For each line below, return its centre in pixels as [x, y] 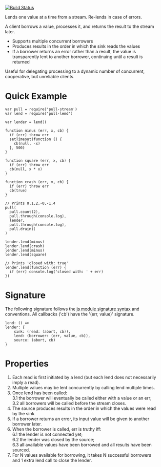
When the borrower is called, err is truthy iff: [57, 429]
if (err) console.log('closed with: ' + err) [57, 272]
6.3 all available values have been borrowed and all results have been [82, 445]
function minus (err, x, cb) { [37, 130]
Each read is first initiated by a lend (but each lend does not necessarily [84, 377]
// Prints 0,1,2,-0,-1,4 [30, 203]
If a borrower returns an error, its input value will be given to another [81, 419]
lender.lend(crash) [25, 246]
